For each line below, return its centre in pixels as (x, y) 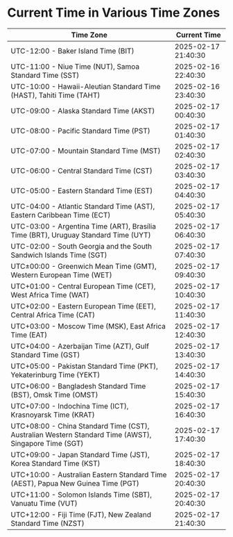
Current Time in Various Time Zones (114, 13)
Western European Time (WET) (61, 274)
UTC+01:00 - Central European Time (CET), (83, 286)
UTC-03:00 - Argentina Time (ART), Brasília (83, 226)
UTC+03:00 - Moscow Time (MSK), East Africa (88, 326)
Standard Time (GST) (45, 354)
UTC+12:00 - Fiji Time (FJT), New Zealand (81, 514)
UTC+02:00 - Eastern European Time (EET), (83, 306)
